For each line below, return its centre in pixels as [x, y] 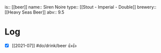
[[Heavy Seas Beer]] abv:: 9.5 [35, 12]
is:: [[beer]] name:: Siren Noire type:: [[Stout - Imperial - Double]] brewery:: [80, 7]
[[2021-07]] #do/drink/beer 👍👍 [44, 45]
